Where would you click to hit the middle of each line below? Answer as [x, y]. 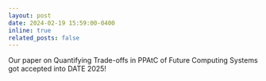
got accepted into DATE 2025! [58, 69]
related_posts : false [44, 38]
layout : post [30, 15]
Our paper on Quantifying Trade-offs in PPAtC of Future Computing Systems [133, 60]
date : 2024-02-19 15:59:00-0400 [62, 23]
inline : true [30, 30]
